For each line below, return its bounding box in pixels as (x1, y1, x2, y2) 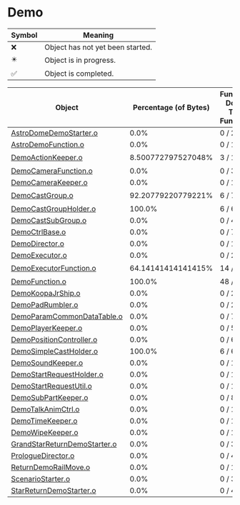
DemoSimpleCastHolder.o (11, 346, 99, 356)
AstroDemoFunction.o (11, 139, 84, 149)
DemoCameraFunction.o (11, 166, 93, 176)
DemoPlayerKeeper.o (11, 323, 83, 333)
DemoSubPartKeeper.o (11, 392, 89, 402)
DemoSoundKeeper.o (11, 358, 84, 368)
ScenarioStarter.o (11, 474, 70, 484)
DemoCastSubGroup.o (11, 215, 87, 225)
